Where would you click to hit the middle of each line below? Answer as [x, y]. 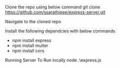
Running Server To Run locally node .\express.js [53, 60]
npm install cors [28, 51]
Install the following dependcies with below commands [60, 31]
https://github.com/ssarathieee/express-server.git [55, 12]
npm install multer [30, 45]
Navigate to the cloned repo [33, 22]
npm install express [32, 40]
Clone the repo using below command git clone [53, 7]
